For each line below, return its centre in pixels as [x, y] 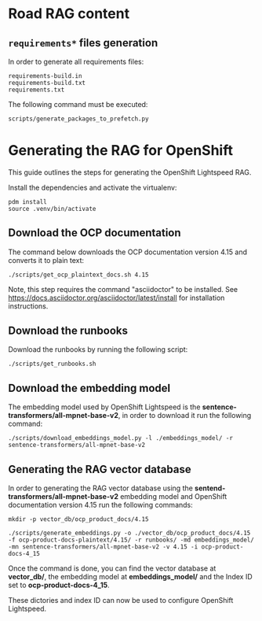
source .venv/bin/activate [52, 209]
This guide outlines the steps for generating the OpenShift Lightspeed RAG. [130, 172]
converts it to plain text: [46, 260]
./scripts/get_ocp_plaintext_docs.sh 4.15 [78, 275]
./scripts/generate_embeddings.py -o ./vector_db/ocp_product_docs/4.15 [129, 533]
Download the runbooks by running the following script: [98, 349]
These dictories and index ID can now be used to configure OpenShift [121, 601]
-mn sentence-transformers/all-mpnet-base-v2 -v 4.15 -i [103, 547]
